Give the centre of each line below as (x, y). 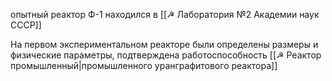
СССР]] (26, 25)
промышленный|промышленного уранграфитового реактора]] (144, 65)
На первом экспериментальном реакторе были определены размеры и (164, 44)
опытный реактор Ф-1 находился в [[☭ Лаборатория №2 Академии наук (165, 14)
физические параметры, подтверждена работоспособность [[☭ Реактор (166, 55)
